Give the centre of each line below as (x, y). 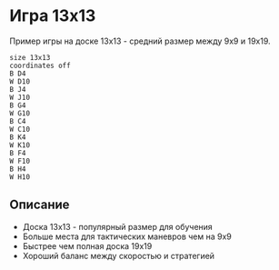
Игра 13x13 (53, 16)
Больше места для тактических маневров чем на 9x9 (127, 236)
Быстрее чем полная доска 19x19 (87, 245)
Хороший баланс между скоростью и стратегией (119, 255)
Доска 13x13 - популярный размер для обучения (118, 226)
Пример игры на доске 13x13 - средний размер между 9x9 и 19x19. (140, 41)
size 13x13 (30, 57)
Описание (40, 205)
